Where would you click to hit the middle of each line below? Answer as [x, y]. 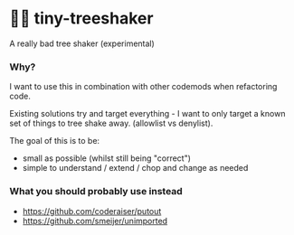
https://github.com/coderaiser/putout [92, 211]
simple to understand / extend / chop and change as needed [135, 168]
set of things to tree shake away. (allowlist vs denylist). [111, 123]
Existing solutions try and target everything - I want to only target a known [147, 114]
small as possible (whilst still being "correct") [107, 158]
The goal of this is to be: [55, 141]
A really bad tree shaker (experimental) [82, 43]
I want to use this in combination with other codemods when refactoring [143, 87]
